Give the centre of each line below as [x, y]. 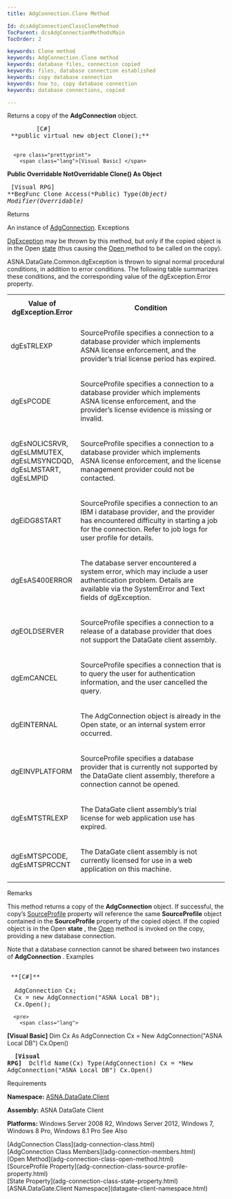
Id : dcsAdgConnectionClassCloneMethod [63, 26]
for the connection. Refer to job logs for [144, 529]
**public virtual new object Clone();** [80, 136]
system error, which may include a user [144, 571]
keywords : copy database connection [60, 77]
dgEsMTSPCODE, [39, 857]
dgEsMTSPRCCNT [41, 865]
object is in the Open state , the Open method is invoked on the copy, [106, 928]
